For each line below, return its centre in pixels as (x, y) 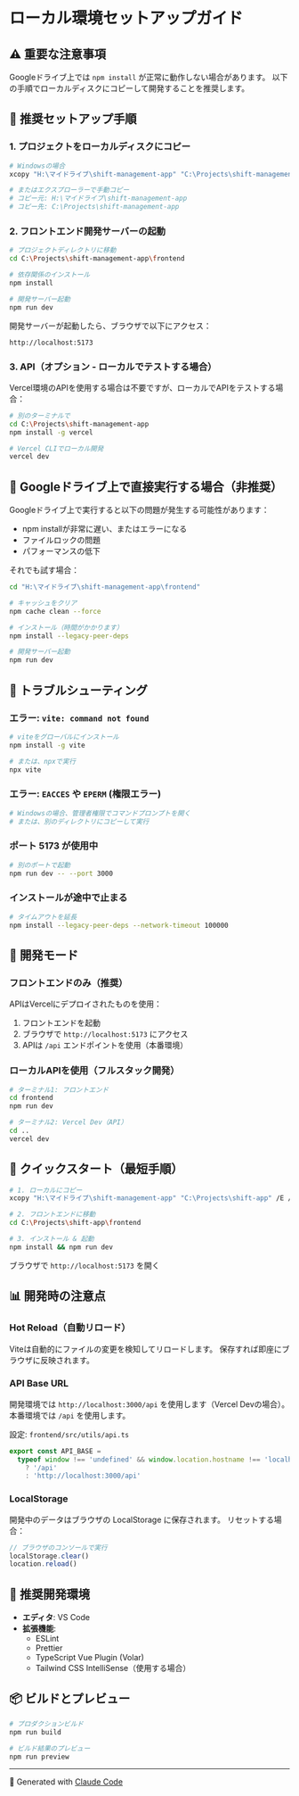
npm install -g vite (48, 745)
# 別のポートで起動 (40, 865)
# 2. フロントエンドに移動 (53, 1214)
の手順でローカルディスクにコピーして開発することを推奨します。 (129, 88)
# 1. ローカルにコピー (46, 1190)
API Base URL (39, 1384)
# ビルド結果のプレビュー (50, 1748)
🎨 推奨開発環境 (50, 1594)
